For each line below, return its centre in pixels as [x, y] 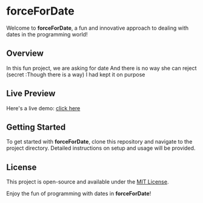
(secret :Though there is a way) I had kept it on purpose [76, 75]
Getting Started [36, 127]
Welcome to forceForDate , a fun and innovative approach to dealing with [98, 28]
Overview [25, 54]
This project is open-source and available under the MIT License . [88, 182]
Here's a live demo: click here [43, 108]
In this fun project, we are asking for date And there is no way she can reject [101, 68]
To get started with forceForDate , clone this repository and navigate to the [99, 142]
